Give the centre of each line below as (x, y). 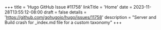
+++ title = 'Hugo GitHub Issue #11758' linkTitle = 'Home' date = (68, 7)
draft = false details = (65, 12)
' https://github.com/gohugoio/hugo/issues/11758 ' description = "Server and (80, 17)
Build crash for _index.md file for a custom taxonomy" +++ (63, 22)
